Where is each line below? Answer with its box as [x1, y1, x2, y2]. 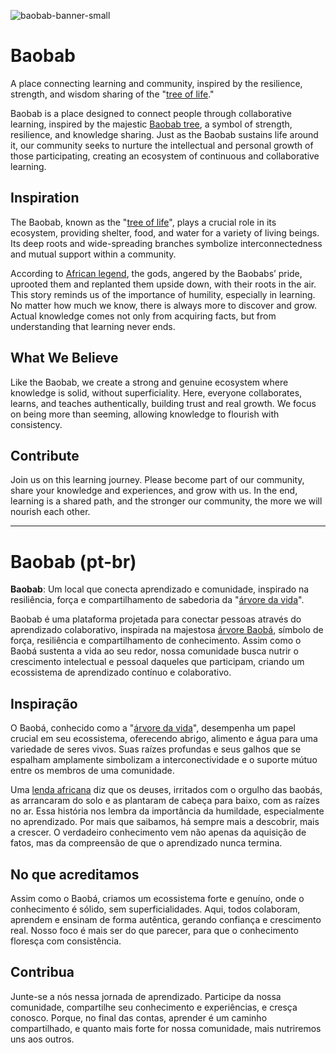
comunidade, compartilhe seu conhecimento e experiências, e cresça [10, 1001, 298, 1013]
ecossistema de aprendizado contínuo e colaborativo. [10, 666, 232, 679]
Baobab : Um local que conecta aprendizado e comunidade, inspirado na [10, 583, 310, 595]
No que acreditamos [10, 866, 140, 883]
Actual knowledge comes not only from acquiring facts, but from [10, 310, 277, 322]
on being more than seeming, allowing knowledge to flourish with [10, 408, 280, 420]
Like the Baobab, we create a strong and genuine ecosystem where [10, 376, 289, 388]
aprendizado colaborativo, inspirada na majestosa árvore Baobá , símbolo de [10, 624, 324, 636]
